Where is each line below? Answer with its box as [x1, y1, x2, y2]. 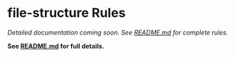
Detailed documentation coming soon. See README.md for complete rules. [7, 28, 229, 37]
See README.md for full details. [7, 42, 105, 50]
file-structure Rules [7, 5, 126, 21]
